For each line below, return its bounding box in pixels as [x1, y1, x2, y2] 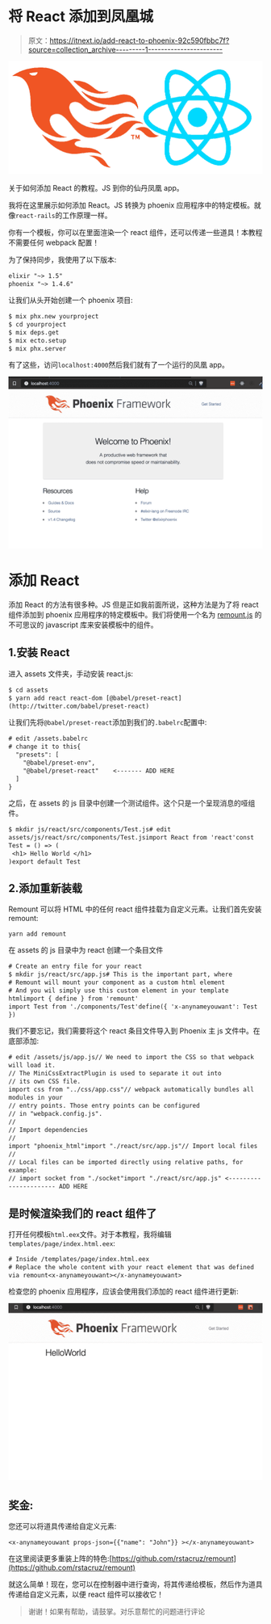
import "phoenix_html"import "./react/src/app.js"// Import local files [8, 1142, 258, 1151]
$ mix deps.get [8, 329, 60, 337]
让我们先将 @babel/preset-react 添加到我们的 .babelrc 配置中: [8, 717, 207, 727]
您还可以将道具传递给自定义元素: [8, 1521, 117, 1531]
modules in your [8, 1094, 63, 1102]
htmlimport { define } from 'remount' [8, 995, 139, 1003]
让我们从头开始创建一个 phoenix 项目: [8, 296, 133, 305]
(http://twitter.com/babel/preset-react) [8, 702, 150, 710]
